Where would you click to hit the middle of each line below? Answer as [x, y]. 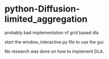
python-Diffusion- [42, 9]
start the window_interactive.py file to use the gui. [55, 42]
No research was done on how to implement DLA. [54, 51]
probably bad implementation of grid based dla [52, 32]
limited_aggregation [46, 19]
